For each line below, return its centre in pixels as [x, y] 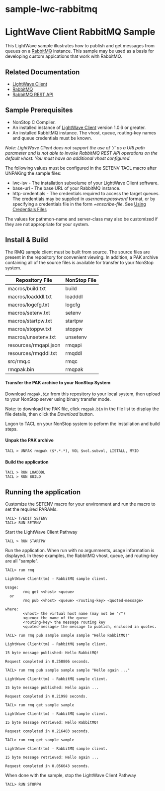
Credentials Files [30, 209]
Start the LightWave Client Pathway [41, 532]
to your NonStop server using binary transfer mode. [58, 399]
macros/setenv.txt [29, 313]
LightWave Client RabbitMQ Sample [80, 32]
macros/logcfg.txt [29, 305]
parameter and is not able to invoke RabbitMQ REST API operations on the [82, 153]
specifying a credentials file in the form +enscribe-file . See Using [79, 204]
